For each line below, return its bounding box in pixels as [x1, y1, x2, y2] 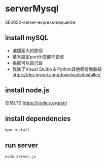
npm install [5, 127, 30, 133]
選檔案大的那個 [12, 48, 43, 54]
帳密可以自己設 [12, 60, 43, 66]
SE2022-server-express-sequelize [5, 19, 75, 25]
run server [5, 141, 38, 149]
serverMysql [5, 3, 59, 14]
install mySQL [5, 34, 49, 42]
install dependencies [5, 114, 71, 123]
